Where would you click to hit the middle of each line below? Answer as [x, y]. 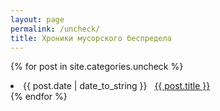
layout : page [37, 19]
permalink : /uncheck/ [55, 29]
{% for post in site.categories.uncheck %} [97, 67]
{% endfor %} [39, 97]
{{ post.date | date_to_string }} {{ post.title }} [117, 86]
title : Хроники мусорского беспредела [91, 38]
